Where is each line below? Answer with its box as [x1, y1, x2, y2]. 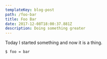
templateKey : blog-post [5, 7, 55, 12]
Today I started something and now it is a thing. [5, 39, 103, 45]
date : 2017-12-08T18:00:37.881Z [5, 21, 72, 26]
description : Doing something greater [5, 26, 86, 31]
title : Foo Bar [5, 16, 37, 21]
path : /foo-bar [5, 12, 37, 17]
